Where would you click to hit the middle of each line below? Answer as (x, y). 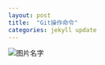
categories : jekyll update (52, 30)
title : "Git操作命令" (43, 23)
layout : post (30, 15)
